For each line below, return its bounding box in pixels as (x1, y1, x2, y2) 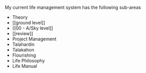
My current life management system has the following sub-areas (5, 5, 141, 10)
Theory (12, 14, 28, 20)
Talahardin (12, 41, 35, 47)
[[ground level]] (12, 20, 46, 26)
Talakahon (12, 47, 34, 53)
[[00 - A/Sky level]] (12, 25, 53, 31)
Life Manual (12, 63, 37, 69)
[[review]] (12, 31, 33, 36)
